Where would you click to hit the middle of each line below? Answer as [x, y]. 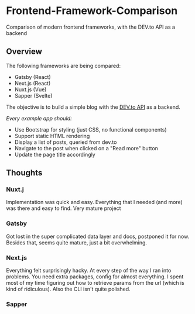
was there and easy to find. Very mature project [64, 208]
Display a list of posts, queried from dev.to [66, 142]
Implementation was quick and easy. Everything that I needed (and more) [94, 202]
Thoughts [24, 173]
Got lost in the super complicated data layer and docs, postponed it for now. [98, 236]
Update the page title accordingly [55, 154]
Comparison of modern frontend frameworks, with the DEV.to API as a [91, 27]
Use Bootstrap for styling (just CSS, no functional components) [90, 129]
